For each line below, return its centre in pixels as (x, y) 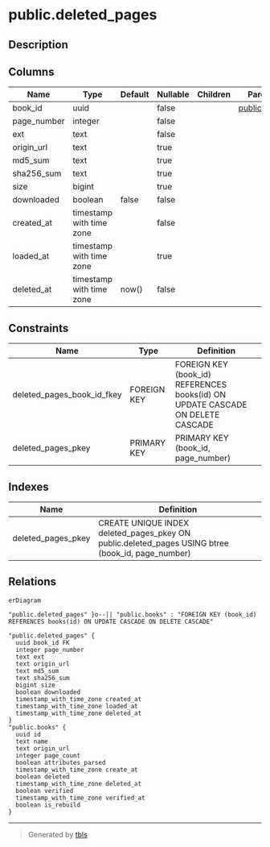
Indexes (29, 486)
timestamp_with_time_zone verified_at (81, 798)
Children (214, 94)
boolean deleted (43, 776)
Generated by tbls (58, 834)
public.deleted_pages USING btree (163, 543)
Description (38, 45)
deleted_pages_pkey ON (144, 534)
